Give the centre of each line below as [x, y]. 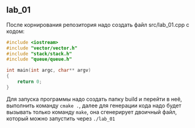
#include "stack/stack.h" [39, 54]
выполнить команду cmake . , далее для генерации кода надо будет [94, 105]
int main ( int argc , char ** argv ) [49, 70]
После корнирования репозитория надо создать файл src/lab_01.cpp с [98, 24]
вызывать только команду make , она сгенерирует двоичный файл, [92, 112]
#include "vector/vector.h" [42, 48]
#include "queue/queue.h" [39, 59]
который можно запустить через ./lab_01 [61, 118]
